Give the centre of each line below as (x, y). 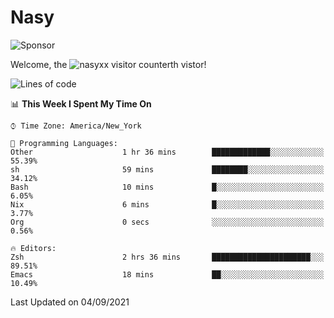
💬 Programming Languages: (64, 143)
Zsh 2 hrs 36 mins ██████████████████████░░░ (167, 257)
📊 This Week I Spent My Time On (81, 103)
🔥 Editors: (33, 248)
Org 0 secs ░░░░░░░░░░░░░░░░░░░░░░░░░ (167, 222)
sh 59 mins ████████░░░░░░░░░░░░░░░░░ (167, 169)
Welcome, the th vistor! (108, 64)
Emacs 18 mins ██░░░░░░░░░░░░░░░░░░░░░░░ (167, 274)
